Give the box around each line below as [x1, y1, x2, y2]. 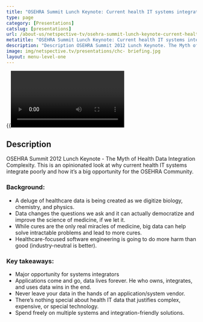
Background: [6, 183, 45, 192]
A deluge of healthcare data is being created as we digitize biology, [14, 197, 183, 204]
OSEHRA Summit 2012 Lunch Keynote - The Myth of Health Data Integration [6, 155, 196, 163]
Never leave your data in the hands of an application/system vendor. [14, 290, 185, 297]
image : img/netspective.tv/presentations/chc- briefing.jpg [6, 48, 161, 54]
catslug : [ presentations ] [6, 25, 71, 32]
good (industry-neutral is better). [14, 242, 97, 249]
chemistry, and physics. [14, 203, 74, 210]
